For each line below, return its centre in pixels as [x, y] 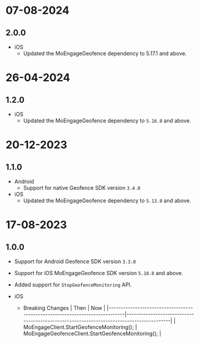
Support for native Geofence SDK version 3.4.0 [82, 188]
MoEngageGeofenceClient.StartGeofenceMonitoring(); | [92, 333]
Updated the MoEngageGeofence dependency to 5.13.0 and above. [107, 201]
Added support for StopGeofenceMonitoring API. [73, 285]
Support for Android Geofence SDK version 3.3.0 [75, 261]
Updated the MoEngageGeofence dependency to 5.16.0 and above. [107, 120]
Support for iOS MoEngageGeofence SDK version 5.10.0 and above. [99, 273]
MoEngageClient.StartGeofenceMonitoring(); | [80, 327]
